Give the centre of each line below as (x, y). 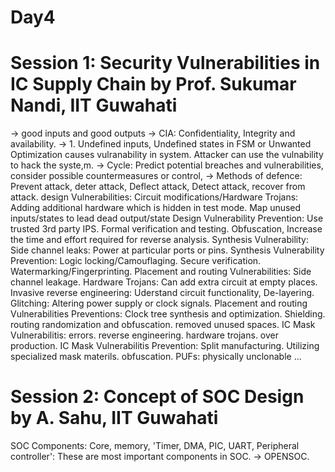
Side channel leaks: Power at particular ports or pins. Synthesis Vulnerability (167, 250)
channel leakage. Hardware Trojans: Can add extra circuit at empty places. (164, 282)
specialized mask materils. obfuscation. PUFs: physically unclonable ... (156, 357)
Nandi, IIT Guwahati (94, 105)
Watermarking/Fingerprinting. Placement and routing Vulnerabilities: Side (161, 272)
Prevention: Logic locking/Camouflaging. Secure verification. (136, 261)
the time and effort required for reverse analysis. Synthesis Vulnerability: (159, 240)
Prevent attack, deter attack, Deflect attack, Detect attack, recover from (158, 187)
